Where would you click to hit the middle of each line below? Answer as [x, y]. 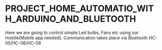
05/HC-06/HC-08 [23, 43]
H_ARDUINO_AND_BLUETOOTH [71, 19]
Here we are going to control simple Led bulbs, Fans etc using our [72, 32]
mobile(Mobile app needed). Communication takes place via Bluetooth [76, 38]
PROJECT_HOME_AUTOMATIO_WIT [80, 9]
